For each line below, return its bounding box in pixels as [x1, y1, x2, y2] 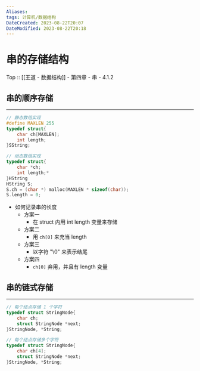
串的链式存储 [6, 282, 54, 292]
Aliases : [6, 8, 28, 15]
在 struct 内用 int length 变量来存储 [32, 218, 118, 225]
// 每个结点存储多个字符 [6, 337, 59, 343]
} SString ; [6, 143, 31, 149]
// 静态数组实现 [6, 115, 41, 120]
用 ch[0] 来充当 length [32, 233, 87, 240]
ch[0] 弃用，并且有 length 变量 [32, 263, 108, 270]
